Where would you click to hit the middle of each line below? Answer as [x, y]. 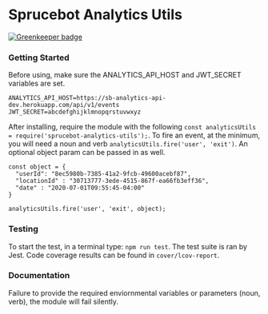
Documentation [39, 276]
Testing [23, 229]
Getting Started [39, 58]
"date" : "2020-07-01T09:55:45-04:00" [80, 188]
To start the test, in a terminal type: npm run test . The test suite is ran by [128, 246]
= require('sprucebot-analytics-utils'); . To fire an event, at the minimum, [134, 135]
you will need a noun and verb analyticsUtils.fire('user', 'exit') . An [128, 144]
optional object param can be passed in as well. [87, 153]
